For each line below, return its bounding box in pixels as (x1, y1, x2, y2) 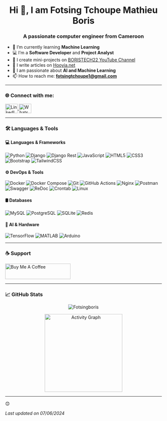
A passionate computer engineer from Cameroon (23, 33, 144, 40)
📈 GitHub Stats (5, 291, 43, 298)
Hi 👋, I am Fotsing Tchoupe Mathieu (9, 4, 158, 16)
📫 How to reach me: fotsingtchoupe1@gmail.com (12, 73, 117, 79)
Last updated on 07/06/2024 (5, 411, 65, 417)
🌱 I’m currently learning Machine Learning (12, 44, 100, 50)
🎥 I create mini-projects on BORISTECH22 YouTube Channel (12, 57, 136, 63)
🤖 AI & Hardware (5, 221, 40, 227)
